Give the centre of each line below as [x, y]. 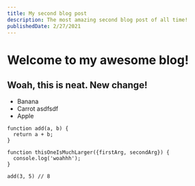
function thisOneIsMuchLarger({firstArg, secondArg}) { [88, 152]
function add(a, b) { [38, 129]
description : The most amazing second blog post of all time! [97, 20]
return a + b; [33, 135]
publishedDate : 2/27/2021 [44, 26]
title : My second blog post [47, 13]
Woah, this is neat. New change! [77, 85]
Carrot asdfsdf [38, 109]
